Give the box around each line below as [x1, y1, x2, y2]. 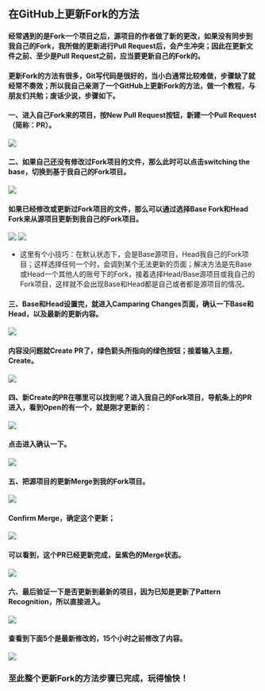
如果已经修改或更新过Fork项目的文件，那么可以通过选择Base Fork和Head [8, 204, 248, 213]
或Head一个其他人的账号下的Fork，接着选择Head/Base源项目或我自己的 [19, 270, 255, 279]
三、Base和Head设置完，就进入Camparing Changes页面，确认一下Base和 [8, 299, 254, 309]
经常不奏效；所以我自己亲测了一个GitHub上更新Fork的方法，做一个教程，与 [8, 80, 255, 90]
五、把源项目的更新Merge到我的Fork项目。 [8, 476, 150, 486]
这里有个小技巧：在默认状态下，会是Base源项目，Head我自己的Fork [19, 250, 242, 259]
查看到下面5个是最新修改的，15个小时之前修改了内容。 [8, 634, 187, 643]
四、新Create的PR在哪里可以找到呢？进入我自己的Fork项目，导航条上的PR [8, 393, 252, 402]
